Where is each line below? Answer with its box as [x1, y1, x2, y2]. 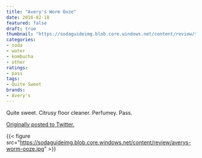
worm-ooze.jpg [6, 145, 44, 152]
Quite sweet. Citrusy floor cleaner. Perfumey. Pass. [6, 109, 133, 116]
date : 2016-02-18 [6, 14, 50, 20]
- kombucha [6, 53, 34, 59]
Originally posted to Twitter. [6, 121, 75, 128]
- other [6, 59, 26, 65]
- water [6, 48, 26, 54]
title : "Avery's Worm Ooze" [6, 8, 77, 15]
